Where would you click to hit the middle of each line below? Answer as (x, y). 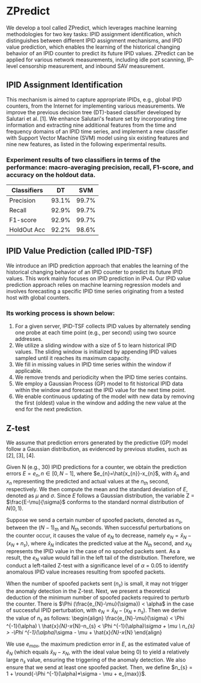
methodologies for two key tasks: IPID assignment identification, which (94, 34)
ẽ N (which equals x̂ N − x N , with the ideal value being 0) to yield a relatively (98, 652)
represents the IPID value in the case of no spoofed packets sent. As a (93, 551)
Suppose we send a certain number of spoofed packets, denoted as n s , (94, 520)
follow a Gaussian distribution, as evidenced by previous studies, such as (97, 449)
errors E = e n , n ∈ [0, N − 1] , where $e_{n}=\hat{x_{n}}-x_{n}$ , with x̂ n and (98, 474)
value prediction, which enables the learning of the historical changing (93, 47)
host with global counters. (38, 297)
